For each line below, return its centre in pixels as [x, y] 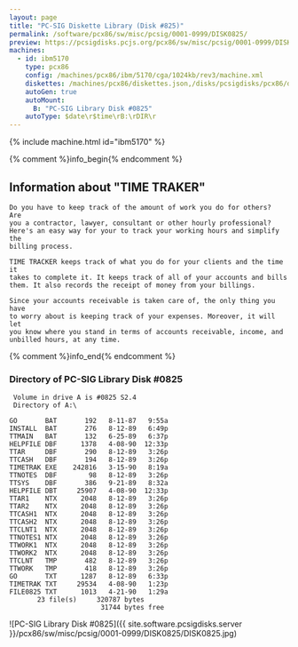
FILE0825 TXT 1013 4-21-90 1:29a [89, 592]
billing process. [41, 246]
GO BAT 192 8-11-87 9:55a [89, 421]
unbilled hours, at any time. [65, 339]
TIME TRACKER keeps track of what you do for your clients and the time [146, 262]
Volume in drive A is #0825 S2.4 [75, 398]
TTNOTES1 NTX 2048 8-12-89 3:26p [89, 538]
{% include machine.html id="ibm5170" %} [87, 142]
